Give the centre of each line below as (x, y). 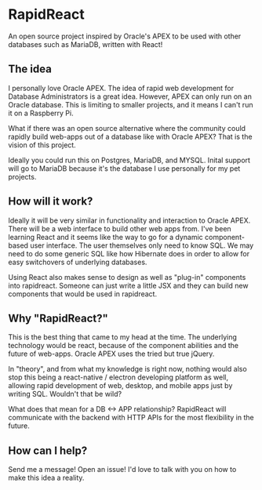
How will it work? (51, 201)
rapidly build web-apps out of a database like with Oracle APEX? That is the (130, 136)
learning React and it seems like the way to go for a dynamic (106, 237)
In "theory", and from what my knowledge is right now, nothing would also (127, 369)
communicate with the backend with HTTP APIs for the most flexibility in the (131, 418)
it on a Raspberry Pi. (41, 113)
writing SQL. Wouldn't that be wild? (65, 394)
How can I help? (48, 450)
